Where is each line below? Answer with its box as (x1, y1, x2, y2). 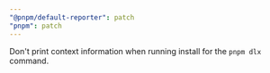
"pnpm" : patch (9, 21, 63, 30)
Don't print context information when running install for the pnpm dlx (9, 45, 262, 56)
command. (9, 55, 49, 66)
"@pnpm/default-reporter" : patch (9, 12, 135, 22)
